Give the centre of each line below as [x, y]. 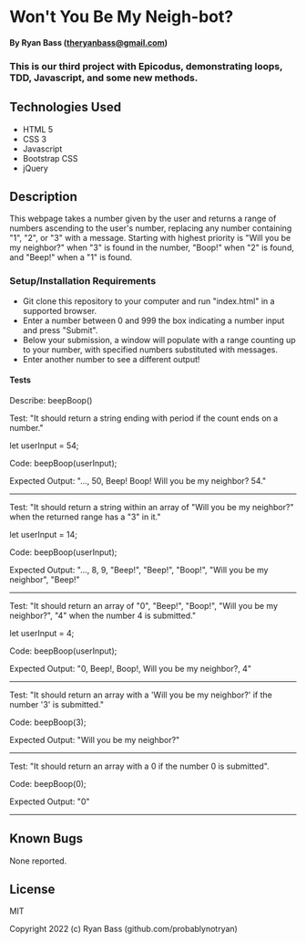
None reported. [38, 861]
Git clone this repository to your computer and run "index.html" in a [148, 301]
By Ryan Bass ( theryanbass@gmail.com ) [89, 42]
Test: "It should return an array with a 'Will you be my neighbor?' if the [141, 695]
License [32, 890]
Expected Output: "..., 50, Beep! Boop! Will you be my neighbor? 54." [138, 480]
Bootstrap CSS [50, 158]
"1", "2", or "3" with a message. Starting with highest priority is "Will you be [150, 238]
